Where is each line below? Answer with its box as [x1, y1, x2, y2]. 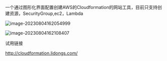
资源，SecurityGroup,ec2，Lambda [9, 10, 83, 16]
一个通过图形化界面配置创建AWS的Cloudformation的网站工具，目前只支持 [5, 4, 157, 10]
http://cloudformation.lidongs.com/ [5, 50, 78, 56]
